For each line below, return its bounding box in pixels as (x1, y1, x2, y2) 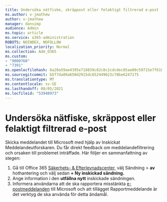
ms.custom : (5, 53, 28, 59)
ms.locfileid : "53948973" (5, 91, 59, 96)
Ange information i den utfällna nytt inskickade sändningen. (12, 176, 136, 182)
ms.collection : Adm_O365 (5, 49, 57, 54)
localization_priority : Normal (5, 44, 70, 49)
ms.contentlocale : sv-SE (5, 81, 57, 86)
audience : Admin (5, 26, 39, 31)
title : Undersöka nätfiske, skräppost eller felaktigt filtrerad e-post (5, 7, 159, 12)
